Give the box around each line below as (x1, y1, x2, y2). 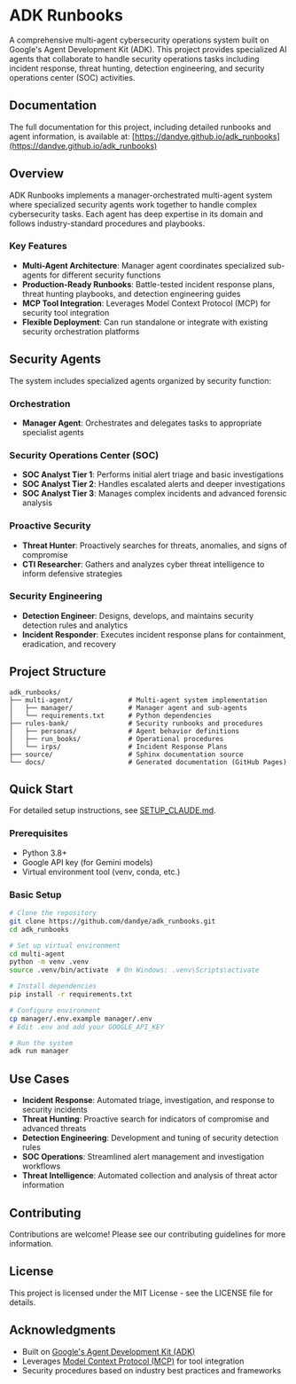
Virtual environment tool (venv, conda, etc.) (21, 866, 181, 877)
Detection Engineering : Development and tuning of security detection (21, 1132, 279, 1144)
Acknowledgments (9, 1323, 117, 1338)
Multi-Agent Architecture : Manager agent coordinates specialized (21, 260, 266, 270)
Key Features (9, 240, 68, 253)
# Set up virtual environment (9, 941, 121, 950)
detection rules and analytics (21, 620, 129, 630)
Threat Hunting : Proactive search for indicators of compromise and (21, 1114, 269, 1124)
